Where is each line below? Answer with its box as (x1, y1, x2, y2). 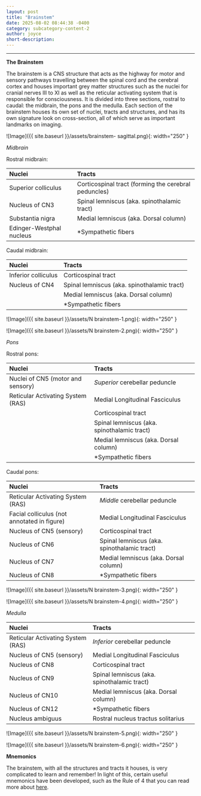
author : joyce (6, 31, 42, 37)
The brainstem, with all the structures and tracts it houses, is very (6, 764, 167, 771)
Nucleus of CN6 (9, 540, 54, 549)
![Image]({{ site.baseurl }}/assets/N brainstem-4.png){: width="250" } (6, 598, 178, 605)
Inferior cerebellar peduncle (92, 638, 171, 645)
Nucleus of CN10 (9, 691, 59, 699)
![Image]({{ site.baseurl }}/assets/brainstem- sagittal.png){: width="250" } (6, 133, 189, 139)
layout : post (6, 8, 39, 15)
